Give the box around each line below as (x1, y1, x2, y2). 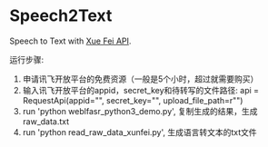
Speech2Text (9, 5, 113, 26)
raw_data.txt (22, 115, 70, 127)
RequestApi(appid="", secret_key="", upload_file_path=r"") (22, 94, 243, 105)
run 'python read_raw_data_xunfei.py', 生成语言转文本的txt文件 (22, 126, 257, 137)
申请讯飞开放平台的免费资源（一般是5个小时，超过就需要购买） (22, 73, 259, 84)
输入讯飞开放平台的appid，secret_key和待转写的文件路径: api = (22, 84, 260, 95)
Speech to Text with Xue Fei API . (9, 35, 132, 46)
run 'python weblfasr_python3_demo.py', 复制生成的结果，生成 (22, 105, 258, 116)
